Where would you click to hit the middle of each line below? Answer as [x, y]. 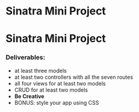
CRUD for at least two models [51, 90]
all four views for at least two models [60, 83]
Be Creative [29, 96]
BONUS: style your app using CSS [57, 102]
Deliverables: [26, 57]
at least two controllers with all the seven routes [74, 77]
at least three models [40, 70]
